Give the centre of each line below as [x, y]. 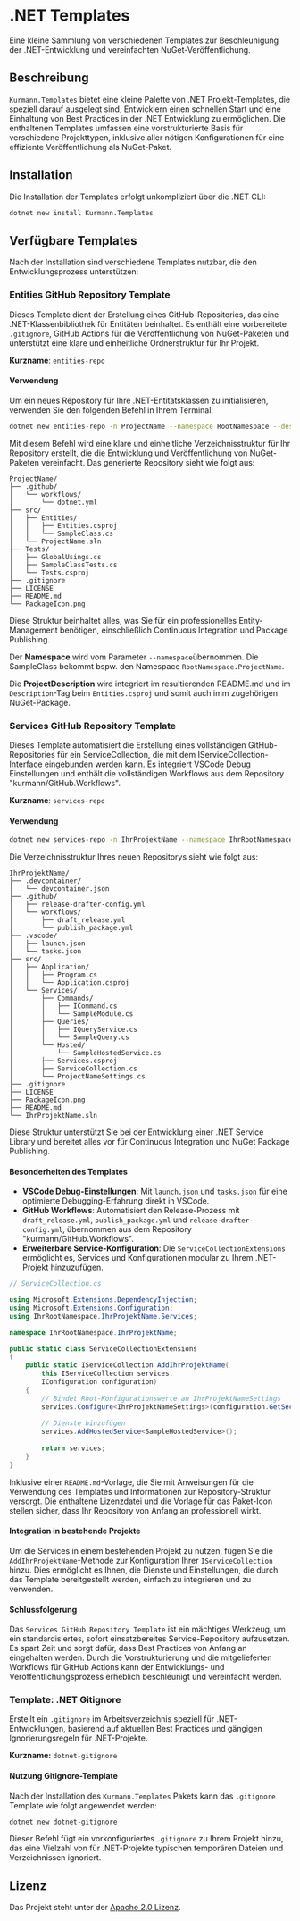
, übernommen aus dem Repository [127, 1229]
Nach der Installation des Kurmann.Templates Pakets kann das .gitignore [142, 1796]
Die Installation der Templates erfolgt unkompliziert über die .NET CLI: [137, 197]
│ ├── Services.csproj [63, 1061]
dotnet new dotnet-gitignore [63, 1822]
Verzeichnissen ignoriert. [55, 1858]
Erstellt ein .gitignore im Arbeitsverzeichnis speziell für [112, 1719]
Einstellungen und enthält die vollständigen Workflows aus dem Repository [147, 773]
